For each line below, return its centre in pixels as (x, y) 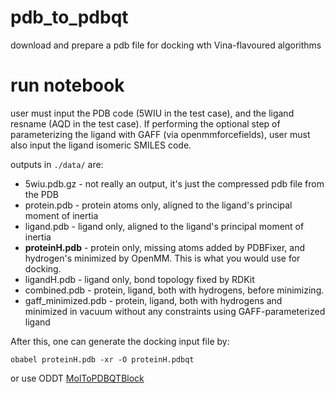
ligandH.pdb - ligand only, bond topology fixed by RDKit (139, 279)
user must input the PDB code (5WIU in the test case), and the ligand (152, 113)
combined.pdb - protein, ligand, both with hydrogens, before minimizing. (174, 290)
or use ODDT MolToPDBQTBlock (77, 378)
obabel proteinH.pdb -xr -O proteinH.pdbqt (102, 359)
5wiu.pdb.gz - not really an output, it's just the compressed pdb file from (174, 183)
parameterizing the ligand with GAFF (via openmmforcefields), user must (160, 134)
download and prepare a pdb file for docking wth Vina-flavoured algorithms (166, 45)
